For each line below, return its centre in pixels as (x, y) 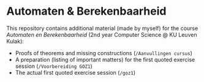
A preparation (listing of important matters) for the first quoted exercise (105, 59)
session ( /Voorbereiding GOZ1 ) (54, 66)
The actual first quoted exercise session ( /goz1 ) (75, 72)
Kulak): (15, 41)
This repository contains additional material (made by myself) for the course (102, 28)
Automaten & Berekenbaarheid (86, 11)
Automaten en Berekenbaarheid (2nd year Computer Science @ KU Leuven (102, 34)
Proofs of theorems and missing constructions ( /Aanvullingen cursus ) (104, 53)
